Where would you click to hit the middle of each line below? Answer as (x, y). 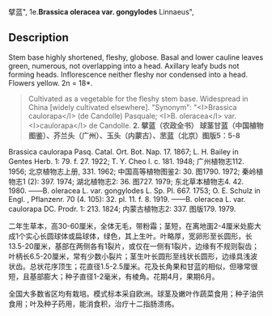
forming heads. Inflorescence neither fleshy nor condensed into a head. (128, 74)
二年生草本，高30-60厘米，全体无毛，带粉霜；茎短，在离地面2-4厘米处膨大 (135, 225)
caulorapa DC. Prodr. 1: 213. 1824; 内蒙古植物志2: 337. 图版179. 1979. (122, 209)
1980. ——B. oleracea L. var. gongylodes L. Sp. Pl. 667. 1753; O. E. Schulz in (134, 190)
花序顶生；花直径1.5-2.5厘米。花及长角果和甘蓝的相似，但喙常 (147, 266)
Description (38, 38)
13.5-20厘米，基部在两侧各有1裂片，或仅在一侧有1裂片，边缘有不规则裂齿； (134, 246)
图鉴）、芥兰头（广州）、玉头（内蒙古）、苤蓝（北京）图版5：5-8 (134, 135)
